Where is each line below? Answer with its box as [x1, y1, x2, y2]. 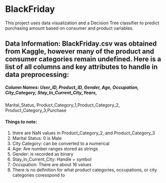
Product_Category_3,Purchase [5, 108, 67, 114]
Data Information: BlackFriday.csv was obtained [5, 40, 157, 48]
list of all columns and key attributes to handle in [5, 63, 158, 71]
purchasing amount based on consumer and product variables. [5, 25, 134, 31]
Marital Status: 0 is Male [12, 135, 62, 141]
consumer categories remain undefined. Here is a [5, 55, 162, 63]
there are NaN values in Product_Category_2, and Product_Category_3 [12, 130, 155, 136]
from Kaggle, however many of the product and [5, 47, 155, 56]
